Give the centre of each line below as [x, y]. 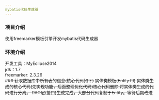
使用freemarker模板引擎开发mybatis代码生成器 [52, 38]
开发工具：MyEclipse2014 [31, 63]
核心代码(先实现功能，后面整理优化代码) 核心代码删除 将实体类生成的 [81, 87]
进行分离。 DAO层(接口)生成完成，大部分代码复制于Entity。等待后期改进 [81, 93]
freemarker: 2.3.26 [24, 75]
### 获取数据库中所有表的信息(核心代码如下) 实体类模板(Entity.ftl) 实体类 [77, 81]
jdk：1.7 [13, 70]
